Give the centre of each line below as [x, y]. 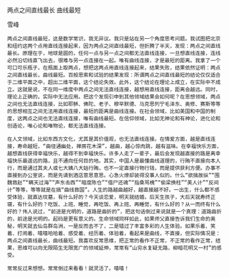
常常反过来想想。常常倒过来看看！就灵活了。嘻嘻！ [68, 268]
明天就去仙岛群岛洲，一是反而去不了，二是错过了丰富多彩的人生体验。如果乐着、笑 [116, 226]
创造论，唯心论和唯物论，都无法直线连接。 [58, 126]
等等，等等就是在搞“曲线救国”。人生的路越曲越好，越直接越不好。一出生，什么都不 [115, 190]
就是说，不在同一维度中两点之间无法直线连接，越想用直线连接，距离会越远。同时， [121, 89]
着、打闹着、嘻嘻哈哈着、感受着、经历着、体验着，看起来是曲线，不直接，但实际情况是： [114, 234]
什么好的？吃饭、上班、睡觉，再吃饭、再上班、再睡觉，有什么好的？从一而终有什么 [121, 204]
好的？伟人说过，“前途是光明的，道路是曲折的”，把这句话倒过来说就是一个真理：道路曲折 [114, 212]
